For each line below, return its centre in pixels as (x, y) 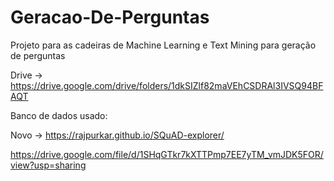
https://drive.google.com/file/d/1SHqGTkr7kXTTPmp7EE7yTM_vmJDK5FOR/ (167, 154)
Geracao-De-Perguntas (110, 17)
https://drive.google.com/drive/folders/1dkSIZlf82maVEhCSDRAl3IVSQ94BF (167, 85)
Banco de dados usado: (59, 115)
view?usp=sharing (48, 165)
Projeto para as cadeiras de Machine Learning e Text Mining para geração (163, 45)
